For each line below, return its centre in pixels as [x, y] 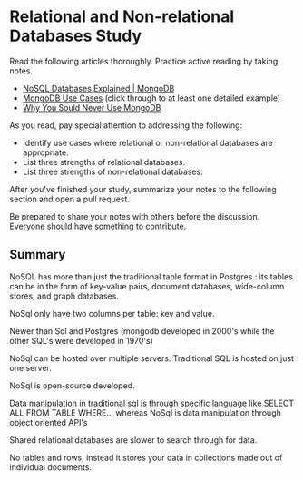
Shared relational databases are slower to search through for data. [133, 440]
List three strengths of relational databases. [104, 162]
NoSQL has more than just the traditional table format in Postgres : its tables [151, 276]
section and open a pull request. [69, 199]
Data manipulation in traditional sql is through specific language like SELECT [152, 403]
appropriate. [46, 152]
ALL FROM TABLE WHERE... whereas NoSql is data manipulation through [145, 412]
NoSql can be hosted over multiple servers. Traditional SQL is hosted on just [152, 358]
